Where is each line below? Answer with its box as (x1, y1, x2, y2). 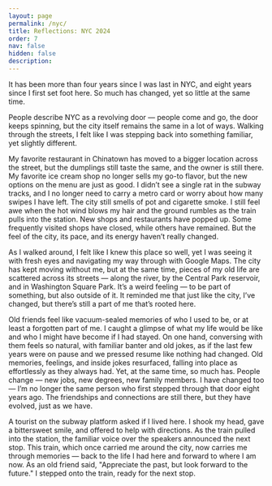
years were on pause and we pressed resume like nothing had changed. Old (8, 349, 264, 359)
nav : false (8, 42, 45, 50)
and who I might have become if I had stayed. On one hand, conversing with (8, 332, 263, 342)
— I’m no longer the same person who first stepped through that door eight (8, 383, 260, 394)
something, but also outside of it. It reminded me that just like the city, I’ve (8, 290, 256, 300)
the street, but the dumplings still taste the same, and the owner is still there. (8, 162, 264, 172)
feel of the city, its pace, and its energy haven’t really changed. (8, 231, 219, 241)
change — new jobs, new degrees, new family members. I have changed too (8, 375, 265, 385)
